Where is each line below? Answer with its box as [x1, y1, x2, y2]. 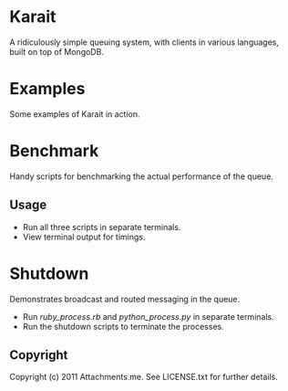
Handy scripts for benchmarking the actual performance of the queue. [9, 171, 273, 182]
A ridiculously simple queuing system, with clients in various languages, [9, 37, 280, 48]
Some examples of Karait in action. [9, 108, 140, 120]
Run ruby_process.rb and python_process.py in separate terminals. [22, 311, 275, 322]
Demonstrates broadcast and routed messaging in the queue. [9, 293, 241, 304]
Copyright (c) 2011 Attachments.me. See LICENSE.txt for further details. [9, 372, 278, 383]
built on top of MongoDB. [9, 46, 105, 57]
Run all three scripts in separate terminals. [22, 221, 181, 232]
